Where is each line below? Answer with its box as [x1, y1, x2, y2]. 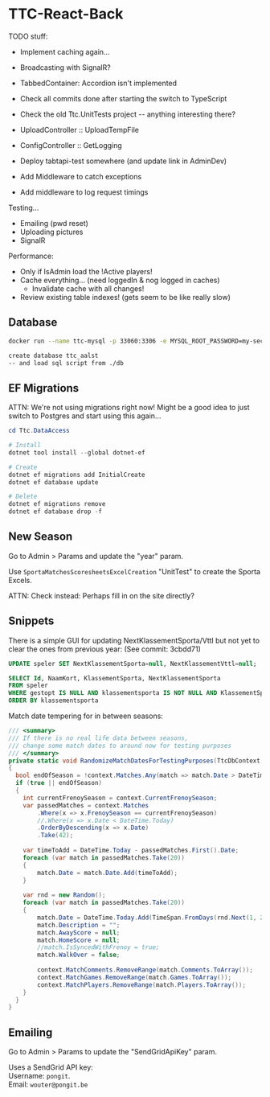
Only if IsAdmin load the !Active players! [19, 266, 153, 276]
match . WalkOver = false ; [37, 951, 121, 959]
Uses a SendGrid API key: [8, 1062, 94, 1072]
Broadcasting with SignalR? [19, 62, 111, 72]
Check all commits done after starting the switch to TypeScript [19, 93, 227, 103]
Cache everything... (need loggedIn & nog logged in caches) [19, 275, 220, 285]
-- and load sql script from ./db [8, 359, 125, 367]
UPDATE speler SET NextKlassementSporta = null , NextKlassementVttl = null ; [8, 659, 257, 668]
